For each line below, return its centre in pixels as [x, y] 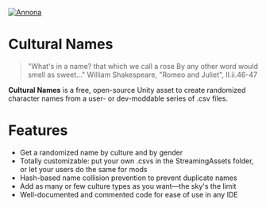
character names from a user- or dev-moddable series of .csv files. [118, 98]
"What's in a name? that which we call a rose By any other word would [143, 66]
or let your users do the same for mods [83, 169]
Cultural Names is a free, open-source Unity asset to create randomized [127, 90]
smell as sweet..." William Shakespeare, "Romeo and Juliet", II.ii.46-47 [143, 75]
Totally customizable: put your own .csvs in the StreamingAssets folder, [137, 161]
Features [38, 130]
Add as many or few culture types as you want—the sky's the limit [128, 186]
